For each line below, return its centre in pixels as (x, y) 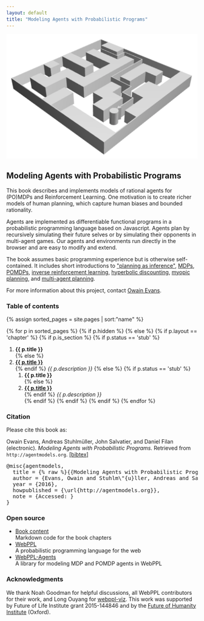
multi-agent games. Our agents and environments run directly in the (91, 241)
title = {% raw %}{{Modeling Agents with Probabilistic (97, 472)
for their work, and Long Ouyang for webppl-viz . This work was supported (99, 599)
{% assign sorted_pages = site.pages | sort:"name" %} (75, 319)
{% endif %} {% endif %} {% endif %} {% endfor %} (90, 400)
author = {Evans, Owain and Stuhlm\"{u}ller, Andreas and (101, 478)
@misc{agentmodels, (35, 466)
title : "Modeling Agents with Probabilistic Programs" (77, 19)
